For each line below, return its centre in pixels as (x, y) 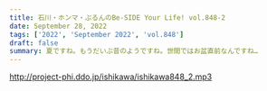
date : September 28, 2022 (58, 26)
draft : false (34, 43)
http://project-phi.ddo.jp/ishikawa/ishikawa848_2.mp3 (111, 77)
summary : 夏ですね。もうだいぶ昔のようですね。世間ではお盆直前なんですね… (134, 51)
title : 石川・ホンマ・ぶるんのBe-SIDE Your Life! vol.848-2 (118, 18)
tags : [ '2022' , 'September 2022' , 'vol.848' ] (96, 34)
